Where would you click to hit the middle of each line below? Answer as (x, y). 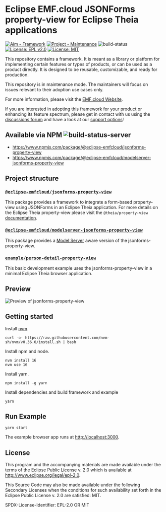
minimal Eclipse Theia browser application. (49, 274)
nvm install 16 (21, 360)
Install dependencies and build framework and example (62, 392)
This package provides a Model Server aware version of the (66, 240)
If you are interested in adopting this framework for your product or (74, 109)
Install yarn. (17, 374)
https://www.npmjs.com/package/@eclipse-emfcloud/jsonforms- (79, 147)
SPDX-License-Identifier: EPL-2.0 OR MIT (47, 505)
